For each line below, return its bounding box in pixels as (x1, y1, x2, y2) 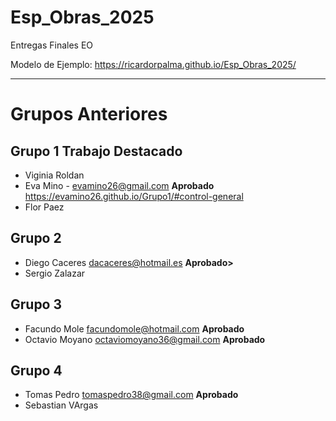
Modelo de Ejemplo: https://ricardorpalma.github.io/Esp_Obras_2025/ (10, 58, 297, 70)
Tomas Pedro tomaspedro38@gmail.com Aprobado (24, 389, 239, 401)
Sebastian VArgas (24, 399, 99, 411)
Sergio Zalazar (24, 267, 86, 279)
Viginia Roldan (24, 169, 85, 181)
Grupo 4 (10, 362, 63, 379)
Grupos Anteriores (10, 103, 168, 126)
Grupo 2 (10, 230, 62, 247)
